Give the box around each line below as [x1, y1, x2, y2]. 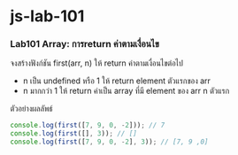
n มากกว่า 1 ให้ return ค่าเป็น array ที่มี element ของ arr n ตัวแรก [22, 86, 230, 97]
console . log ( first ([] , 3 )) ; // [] [10, 129, 138, 138]
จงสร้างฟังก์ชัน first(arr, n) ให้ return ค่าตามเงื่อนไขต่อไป [10, 58, 184, 68]
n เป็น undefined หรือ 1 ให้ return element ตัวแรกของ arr [22, 75, 211, 86]
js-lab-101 [10, 6, 85, 27]
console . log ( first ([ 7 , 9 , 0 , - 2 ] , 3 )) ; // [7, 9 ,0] [10, 137, 209, 147]
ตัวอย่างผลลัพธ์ [10, 104, 53, 114]
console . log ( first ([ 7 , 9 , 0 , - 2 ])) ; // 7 [10, 121, 165, 130]
